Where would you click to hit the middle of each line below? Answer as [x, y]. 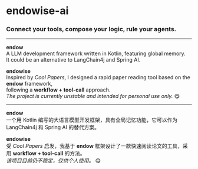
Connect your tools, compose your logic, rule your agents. [91, 29]
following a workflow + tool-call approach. [58, 90]
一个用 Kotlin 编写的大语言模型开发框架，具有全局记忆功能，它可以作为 [92, 120]
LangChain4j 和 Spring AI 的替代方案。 [53, 127]
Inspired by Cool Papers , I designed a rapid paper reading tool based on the [98, 77]
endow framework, [29, 84]
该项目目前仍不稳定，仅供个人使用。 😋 [54, 161]
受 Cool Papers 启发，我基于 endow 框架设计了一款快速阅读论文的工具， [95, 146]
